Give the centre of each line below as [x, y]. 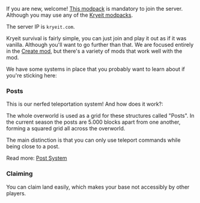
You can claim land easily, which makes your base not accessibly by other [98, 187]
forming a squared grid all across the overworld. [66, 129]
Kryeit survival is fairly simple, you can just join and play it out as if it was [96, 38]
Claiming [20, 174]
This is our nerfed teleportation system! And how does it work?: [85, 104]
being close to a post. [33, 147]
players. [16, 193]
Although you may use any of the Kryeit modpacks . [70, 15]
